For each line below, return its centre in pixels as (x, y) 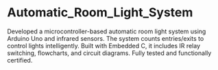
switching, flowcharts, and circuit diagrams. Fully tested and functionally (109, 53)
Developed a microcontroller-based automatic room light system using (107, 31)
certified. (20, 60)
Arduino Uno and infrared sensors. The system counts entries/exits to (106, 38)
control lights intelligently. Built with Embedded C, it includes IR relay (104, 46)
